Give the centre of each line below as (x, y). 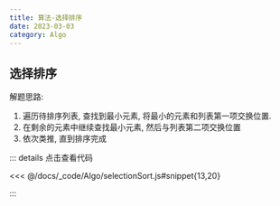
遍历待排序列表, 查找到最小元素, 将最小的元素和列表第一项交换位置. (147, 116)
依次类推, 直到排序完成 (64, 139)
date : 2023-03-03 (42, 26)
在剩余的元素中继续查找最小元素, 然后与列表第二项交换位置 (131, 127)
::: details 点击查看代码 (51, 158)
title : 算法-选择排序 (46, 18)
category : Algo (38, 34)
